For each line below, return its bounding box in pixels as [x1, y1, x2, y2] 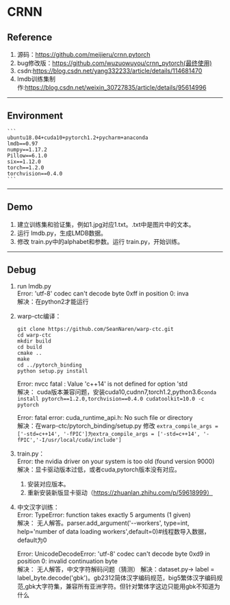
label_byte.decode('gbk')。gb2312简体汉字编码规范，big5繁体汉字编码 [16, 573, 217, 582]
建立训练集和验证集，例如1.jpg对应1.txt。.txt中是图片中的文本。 [16, 220, 195, 228]
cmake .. [16, 350, 42, 357]
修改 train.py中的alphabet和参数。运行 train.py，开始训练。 [16, 237, 184, 245]
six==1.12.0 [7, 158, 41, 165]
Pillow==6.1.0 [7, 152, 48, 159]
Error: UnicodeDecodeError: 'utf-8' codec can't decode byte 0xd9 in [16, 550, 211, 558]
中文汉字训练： [16, 503, 60, 511]
